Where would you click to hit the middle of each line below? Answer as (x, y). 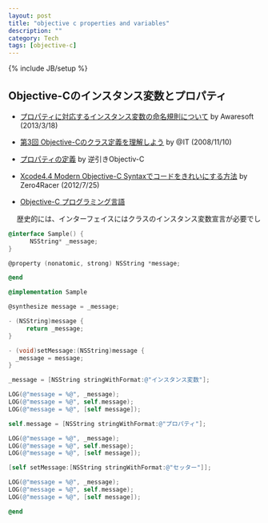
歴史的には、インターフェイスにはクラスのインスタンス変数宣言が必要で (135, 219)
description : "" (35, 30)
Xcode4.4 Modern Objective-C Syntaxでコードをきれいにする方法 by (134, 176)
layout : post (30, 16)
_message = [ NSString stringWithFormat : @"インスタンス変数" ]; (109, 380)
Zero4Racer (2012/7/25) (60, 184)
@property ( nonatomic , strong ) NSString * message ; (94, 263)
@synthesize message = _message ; (64, 307)
